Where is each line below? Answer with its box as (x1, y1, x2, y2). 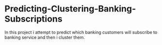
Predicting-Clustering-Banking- (4, 3, 136, 14)
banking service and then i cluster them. (4, 34, 85, 40)
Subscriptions (4, 13, 63, 24)
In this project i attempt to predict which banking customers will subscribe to (4, 29, 158, 35)
